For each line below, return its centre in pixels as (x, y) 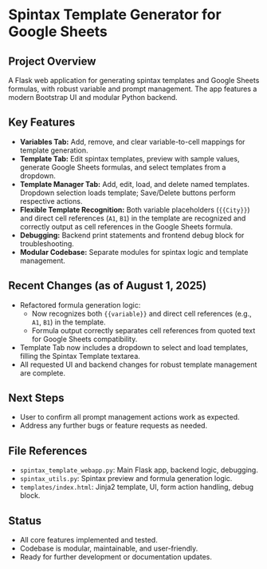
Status (25, 521)
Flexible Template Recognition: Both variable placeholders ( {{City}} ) (135, 209)
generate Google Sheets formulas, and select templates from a (123, 167)
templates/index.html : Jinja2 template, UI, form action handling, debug (136, 487)
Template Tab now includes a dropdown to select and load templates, (134, 347)
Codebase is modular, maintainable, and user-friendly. (109, 548)
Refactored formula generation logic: (80, 304)
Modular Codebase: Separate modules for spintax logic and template (134, 252)
